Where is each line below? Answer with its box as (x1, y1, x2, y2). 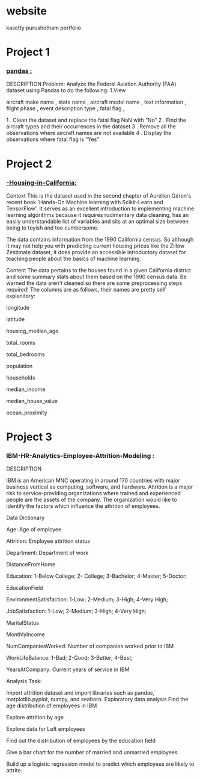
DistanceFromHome (6, 561, 56, 568)
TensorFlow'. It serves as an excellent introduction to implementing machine (6, 205, 195, 212)
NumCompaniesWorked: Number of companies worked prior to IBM (6, 643, 174, 650)
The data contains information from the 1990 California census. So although (6, 236, 194, 243)
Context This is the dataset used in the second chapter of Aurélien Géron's (6, 192, 192, 199)
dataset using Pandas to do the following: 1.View (6, 87, 126, 94)
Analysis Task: (6, 678, 42, 685)
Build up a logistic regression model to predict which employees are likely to (6, 760, 195, 768)
